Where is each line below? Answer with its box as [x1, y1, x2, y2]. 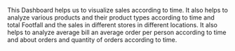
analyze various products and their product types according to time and [7, 13, 215, 22]
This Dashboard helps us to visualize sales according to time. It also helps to [7, 6, 228, 14]
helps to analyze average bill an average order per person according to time [7, 28, 227, 36]
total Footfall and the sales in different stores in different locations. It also [7, 21, 217, 29]
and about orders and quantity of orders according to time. [7, 36, 177, 44]
